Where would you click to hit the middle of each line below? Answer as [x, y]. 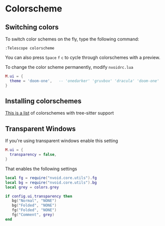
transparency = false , [33, 155]
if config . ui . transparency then [39, 196]
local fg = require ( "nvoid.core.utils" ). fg [51, 178]
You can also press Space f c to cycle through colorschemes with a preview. [83, 57]
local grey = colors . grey [32, 187]
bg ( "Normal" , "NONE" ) [34, 201]
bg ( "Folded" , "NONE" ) [34, 206]
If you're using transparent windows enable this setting [62, 141]
